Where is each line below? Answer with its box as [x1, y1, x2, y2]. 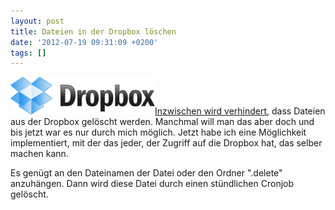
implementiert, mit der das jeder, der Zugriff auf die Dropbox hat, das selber [10, 137, 323, 149]
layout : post [10, 16, 65, 26]
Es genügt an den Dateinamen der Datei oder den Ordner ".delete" [10, 167, 283, 179]
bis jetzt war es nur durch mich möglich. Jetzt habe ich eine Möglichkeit [10, 126, 307, 139]
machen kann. [10, 148, 69, 160]
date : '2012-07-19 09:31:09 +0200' [10, 37, 159, 47]
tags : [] [10, 48, 47, 58]
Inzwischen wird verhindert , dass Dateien [154, 105, 326, 117]
